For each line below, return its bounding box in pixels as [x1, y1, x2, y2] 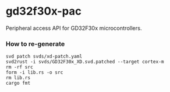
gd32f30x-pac [5, 4, 82, 18]
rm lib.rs [5, 75, 31, 81]
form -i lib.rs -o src [5, 69, 63, 76]
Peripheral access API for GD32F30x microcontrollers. [5, 24, 143, 32]
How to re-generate [5, 40, 65, 48]
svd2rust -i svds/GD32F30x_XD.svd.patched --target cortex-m [5, 59, 165, 65]
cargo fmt [5, 80, 31, 87]
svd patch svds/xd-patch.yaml [5, 54, 83, 60]
